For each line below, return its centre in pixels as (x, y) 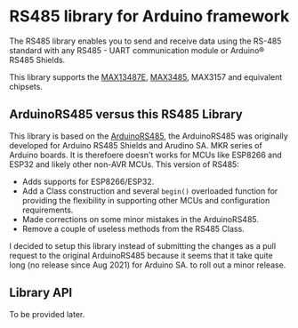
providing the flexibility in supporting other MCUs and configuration (146, 200)
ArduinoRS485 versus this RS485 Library (126, 114)
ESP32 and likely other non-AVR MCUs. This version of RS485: (125, 164)
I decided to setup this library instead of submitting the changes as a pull (143, 245)
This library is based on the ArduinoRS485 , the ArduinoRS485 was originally (149, 136)
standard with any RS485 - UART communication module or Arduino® (137, 50)
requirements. (48, 210)
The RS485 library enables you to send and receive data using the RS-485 (145, 41)
